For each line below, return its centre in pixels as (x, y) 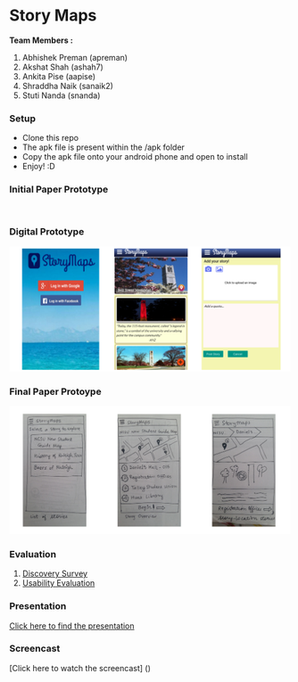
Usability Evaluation (58, 583)
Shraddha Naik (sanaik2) (68, 86)
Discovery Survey (54, 574)
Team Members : (41, 40)
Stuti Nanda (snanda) (61, 95)
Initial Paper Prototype (59, 190)
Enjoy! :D (38, 167)
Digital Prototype (47, 232)
